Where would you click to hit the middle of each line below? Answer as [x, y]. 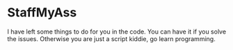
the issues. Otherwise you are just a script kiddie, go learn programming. [111, 38]
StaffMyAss [42, 13]
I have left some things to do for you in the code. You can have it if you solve [117, 32]
